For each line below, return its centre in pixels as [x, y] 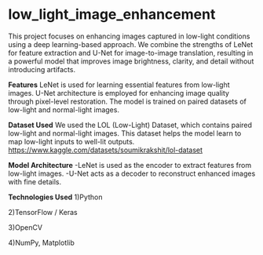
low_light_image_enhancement [112, 15]
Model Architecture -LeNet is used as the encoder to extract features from [130, 165]
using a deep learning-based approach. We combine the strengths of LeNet [131, 44]
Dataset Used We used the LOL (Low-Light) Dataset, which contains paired [130, 125]
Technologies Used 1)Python [55, 197]
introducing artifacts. [42, 69]
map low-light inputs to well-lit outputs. [71, 141]
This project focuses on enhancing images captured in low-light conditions [129, 36]
